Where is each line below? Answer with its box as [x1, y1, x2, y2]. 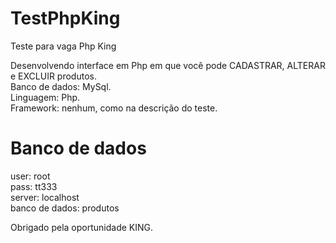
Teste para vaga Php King [10, 40, 117, 52]
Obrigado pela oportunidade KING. [10, 221, 154, 233]
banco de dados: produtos [10, 202, 120, 214]
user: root [10, 170, 51, 182]
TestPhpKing [10, 7, 121, 30]
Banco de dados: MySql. [10, 80, 112, 92]
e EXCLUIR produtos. [10, 70, 97, 82]
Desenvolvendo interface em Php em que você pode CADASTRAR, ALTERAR [10, 59, 326, 71]
